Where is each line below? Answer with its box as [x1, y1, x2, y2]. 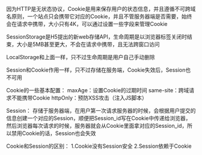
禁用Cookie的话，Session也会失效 [11, 130, 96, 137]
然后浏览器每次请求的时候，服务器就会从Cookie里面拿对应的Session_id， [6, 122, 188, 129]
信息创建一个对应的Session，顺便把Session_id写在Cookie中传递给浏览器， [6, 115, 191, 122]
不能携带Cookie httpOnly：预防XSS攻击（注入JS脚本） [11, 94, 147, 101]
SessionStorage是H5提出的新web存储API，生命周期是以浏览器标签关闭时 [6, 33, 188, 40]
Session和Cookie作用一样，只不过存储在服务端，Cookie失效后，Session [6, 66, 186, 74]
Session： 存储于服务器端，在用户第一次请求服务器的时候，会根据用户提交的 [6, 107, 196, 114]
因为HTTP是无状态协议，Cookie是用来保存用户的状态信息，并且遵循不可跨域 [6, 5, 196, 12]
